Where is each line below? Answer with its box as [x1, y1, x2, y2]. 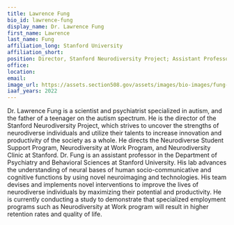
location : [7, 68, 36, 75]
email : [7, 74, 26, 82]
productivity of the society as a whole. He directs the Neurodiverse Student [7, 136, 224, 144]
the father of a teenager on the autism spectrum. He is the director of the [7, 114, 217, 122]
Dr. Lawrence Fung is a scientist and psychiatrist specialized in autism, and [7, 107, 223, 115]
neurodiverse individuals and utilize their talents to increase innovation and [7, 129, 222, 137]
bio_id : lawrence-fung [7, 17, 73, 24]
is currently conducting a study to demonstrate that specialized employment [7, 195, 226, 203]
